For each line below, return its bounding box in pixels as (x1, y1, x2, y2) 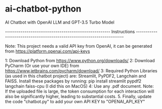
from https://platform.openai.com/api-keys (5, 48, 90, 54)
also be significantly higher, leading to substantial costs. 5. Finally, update (5, 93, 152, 99)
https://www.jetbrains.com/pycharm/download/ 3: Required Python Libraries (5, 68, 158, 73)
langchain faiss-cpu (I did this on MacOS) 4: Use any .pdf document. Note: (5, 83, 154, 89)
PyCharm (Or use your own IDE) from (5, 63, 80, 68)
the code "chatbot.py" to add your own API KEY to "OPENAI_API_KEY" (5, 98, 145, 104)
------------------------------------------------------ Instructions (5, 28, 135, 34)
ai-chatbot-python (5, 3, 81, 14)
